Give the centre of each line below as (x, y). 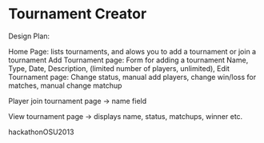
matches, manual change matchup (65, 85)
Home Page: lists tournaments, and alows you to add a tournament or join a (132, 51)
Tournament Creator (78, 14)
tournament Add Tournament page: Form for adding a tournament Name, (128, 60)
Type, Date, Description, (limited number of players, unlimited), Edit (119, 68)
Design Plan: (29, 36)
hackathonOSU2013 (41, 132)
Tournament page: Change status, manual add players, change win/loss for (132, 77)
